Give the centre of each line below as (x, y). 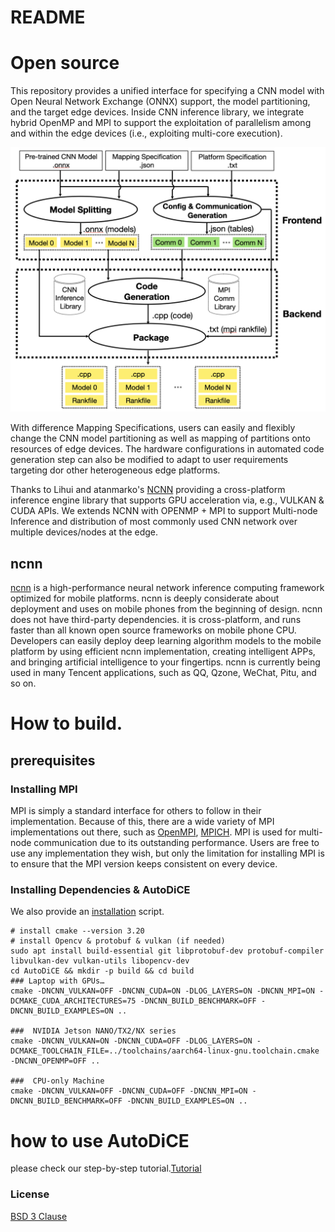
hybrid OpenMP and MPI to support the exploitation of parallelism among (161, 123)
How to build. (66, 723)
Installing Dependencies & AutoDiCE (100, 890)
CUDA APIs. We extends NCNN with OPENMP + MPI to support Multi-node (164, 511)
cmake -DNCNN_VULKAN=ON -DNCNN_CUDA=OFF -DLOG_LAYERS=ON (131, 1041)
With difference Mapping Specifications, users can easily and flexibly (153, 428)
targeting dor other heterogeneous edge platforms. (115, 470)
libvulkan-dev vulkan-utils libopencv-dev (100, 961)
